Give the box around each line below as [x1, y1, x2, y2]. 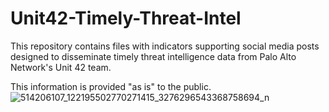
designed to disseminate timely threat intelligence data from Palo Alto [10, 50, 297, 62]
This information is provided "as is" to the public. [10, 80, 212, 92]
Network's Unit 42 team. [10, 61, 112, 73]
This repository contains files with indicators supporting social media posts [10, 40, 320, 52]
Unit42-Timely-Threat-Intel [10, 7, 242, 30]
